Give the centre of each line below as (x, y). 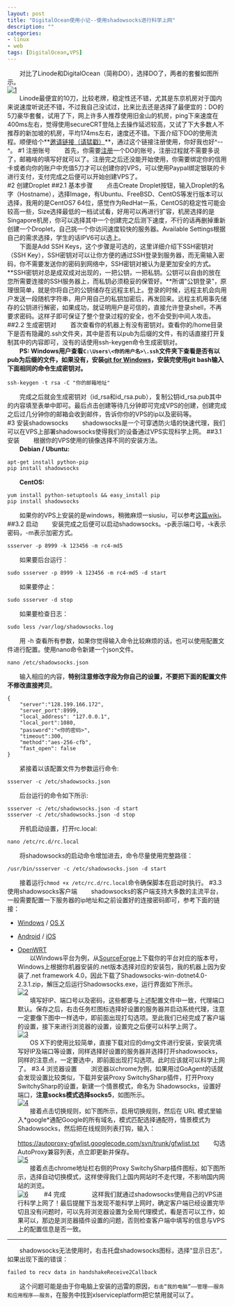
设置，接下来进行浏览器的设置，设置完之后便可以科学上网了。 (112, 1026)
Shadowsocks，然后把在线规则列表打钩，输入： (86, 1128)
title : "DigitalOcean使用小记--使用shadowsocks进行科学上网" (92, 20)
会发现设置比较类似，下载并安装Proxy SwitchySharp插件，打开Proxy (116, 1077)
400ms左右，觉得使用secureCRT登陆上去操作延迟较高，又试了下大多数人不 (116, 124)
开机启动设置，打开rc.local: (58, 828)
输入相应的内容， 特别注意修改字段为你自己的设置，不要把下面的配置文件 (123, 676)
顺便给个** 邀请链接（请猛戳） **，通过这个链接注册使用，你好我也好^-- (121, 142)
